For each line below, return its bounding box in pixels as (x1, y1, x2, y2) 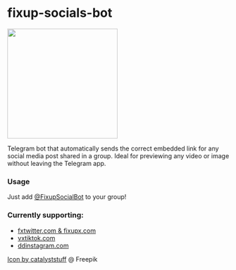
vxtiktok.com (17, 233, 56, 242)
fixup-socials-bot (7, 5, 113, 21)
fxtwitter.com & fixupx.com (17, 226, 97, 235)
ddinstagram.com (17, 241, 69, 250)
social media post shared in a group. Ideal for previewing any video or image (7, 151, 230, 160)
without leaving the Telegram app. (7, 159, 106, 167)
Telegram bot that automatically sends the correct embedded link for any (7, 144, 220, 153)
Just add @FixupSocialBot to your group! (7, 193, 127, 201)
